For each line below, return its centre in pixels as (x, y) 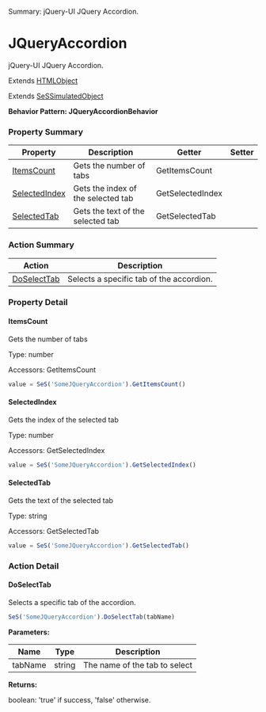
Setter (242, 152)
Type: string (28, 516)
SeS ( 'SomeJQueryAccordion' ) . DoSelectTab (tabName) (92, 617)
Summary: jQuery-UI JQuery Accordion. (74, 11)
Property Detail (38, 303)
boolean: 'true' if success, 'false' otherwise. (80, 699)
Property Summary (46, 131)
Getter (189, 152)
